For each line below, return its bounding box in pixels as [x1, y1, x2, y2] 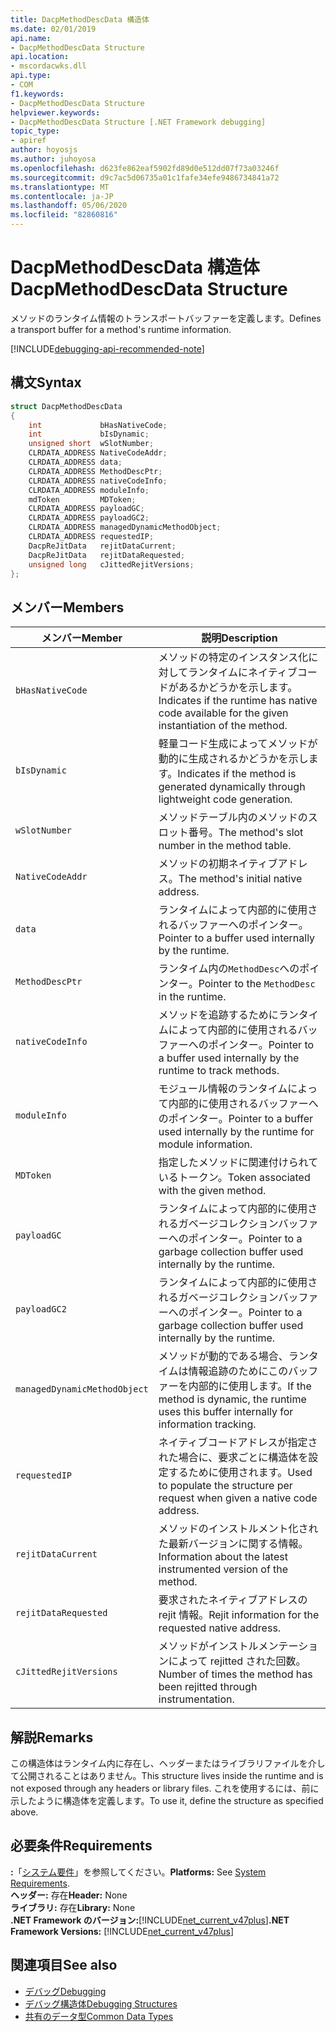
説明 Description [201, 631, 278, 645]
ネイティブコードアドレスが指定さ [158, 1436, 318, 1450]
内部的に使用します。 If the [188, 1379, 312, 1393]
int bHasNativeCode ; [28, 420, 168, 430]
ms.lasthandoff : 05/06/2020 [10, 201, 128, 211]
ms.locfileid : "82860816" [10, 210, 118, 220]
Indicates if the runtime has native [158, 694, 318, 708]
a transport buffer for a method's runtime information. [10, 323, 232, 335]
